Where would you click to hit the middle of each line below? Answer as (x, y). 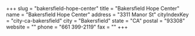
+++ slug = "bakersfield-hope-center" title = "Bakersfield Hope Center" (93, 8)
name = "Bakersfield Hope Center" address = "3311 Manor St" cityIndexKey (97, 15)
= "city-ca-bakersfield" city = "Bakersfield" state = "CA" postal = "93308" (96, 21)
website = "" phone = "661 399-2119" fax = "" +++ (67, 27)
